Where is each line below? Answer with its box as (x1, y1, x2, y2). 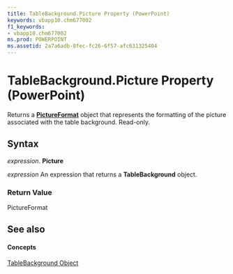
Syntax (7, 138, 39, 150)
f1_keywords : (7, 23, 45, 30)
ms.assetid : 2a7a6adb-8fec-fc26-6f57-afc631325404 (7, 43, 158, 50)
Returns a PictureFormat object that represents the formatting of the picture (7, 110, 227, 119)
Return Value (7, 188, 52, 197)
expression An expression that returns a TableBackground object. (7, 170, 197, 178)
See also (7, 224, 45, 236)
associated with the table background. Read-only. (7, 118, 151, 126)
